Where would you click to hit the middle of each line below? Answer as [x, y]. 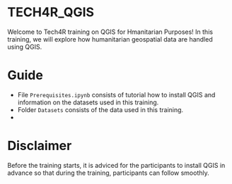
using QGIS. [25, 47]
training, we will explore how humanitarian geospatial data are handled [110, 39]
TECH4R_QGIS [51, 12]
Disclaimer [40, 146]
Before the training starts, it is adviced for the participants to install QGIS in [116, 165]
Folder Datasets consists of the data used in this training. [100, 109]
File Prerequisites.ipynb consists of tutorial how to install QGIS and [116, 94]
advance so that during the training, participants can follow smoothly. [109, 173]
